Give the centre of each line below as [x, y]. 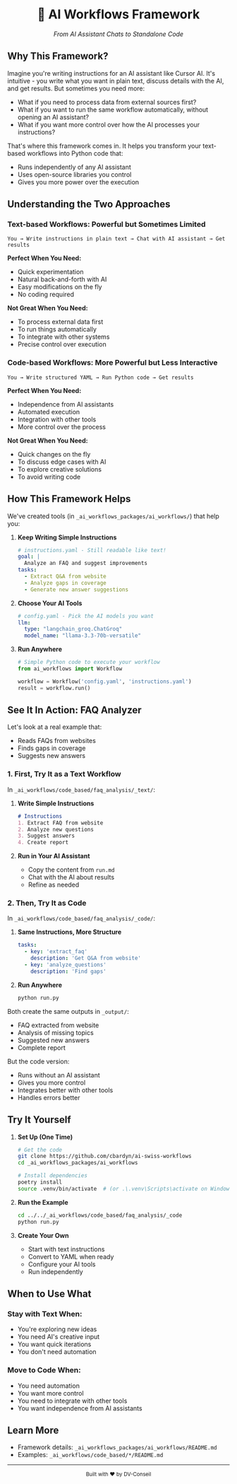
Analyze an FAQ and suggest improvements [86, 563]
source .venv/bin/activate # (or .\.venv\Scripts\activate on [113, 1188]
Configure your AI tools [62, 1264]
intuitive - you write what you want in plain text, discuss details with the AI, [116, 81]
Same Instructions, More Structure [69, 932]
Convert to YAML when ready [71, 1256]
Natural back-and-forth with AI [62, 279]
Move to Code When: [44, 1370]
